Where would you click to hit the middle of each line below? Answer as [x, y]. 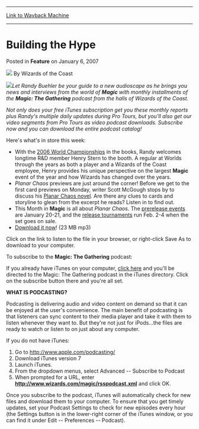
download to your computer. [41, 245]
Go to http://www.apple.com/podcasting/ [65, 352]
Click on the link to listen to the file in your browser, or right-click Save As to [99, 239]
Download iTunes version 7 [48, 358]
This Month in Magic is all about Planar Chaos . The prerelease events [100, 208]
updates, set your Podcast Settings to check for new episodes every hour [96, 408]
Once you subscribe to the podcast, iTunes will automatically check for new [99, 395]
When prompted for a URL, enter [54, 377]
